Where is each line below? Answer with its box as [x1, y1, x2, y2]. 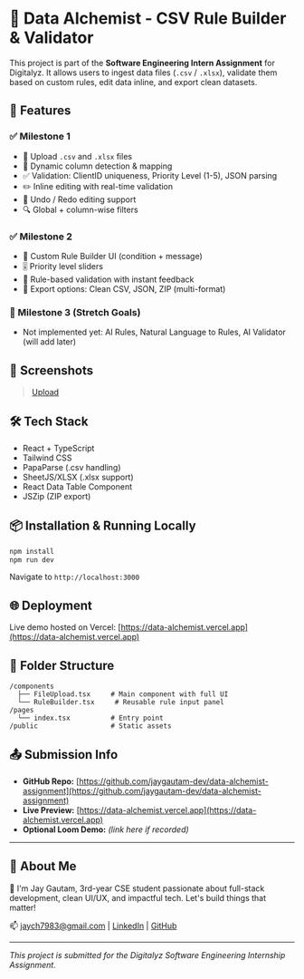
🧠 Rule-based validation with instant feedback [22, 274, 195, 285]
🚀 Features [9, 103, 71, 119]
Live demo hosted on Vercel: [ [9, 622, 121, 633]
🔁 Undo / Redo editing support [22, 194, 137, 205]
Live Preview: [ [22, 804, 80, 815]
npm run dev [9, 555, 54, 565]
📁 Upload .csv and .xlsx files [22, 150, 133, 161]
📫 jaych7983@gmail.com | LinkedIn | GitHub [9, 920, 177, 931]
